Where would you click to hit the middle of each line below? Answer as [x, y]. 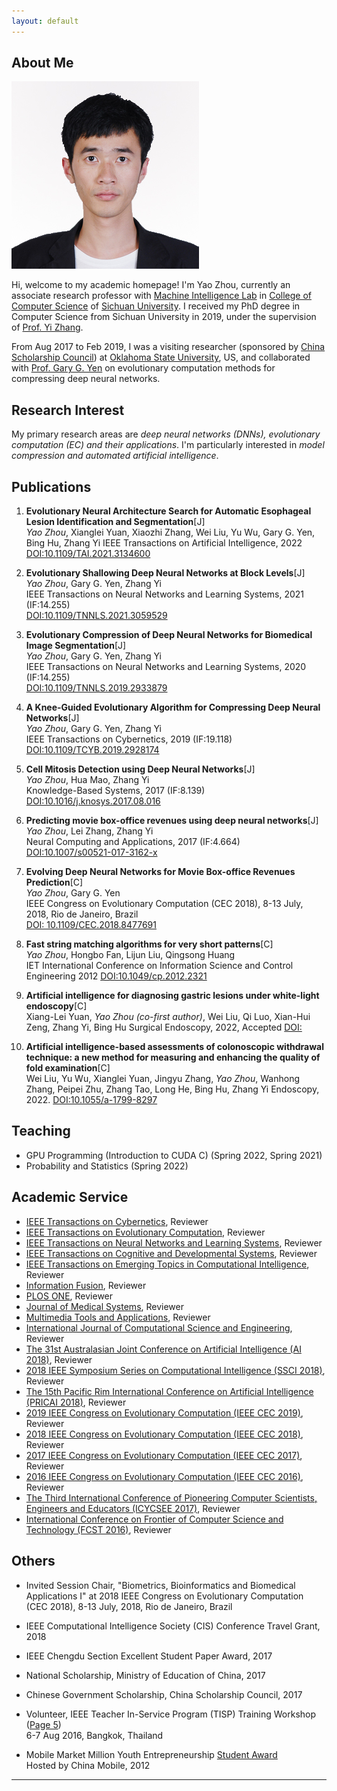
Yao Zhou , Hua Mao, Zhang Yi [87, 780]
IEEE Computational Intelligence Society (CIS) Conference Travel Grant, [173, 1626]
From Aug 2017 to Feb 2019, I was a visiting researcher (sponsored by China [168, 347]
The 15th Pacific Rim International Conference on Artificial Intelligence [169, 1391]
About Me [42, 63]
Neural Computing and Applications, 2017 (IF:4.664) [133, 842]
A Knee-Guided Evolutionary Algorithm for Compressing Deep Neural [173, 707]
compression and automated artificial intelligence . [115, 456]
